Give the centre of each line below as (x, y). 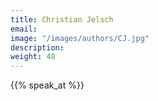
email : (24, 29)
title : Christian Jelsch (62, 19)
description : (37, 47)
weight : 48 (33, 57)
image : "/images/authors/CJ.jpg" (80, 38)
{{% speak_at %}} (47, 85)
